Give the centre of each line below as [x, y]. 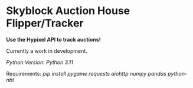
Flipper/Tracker [45, 23]
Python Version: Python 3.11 [40, 62]
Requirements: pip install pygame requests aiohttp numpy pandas [86, 73]
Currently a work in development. [47, 50]
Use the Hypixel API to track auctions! [54, 39]
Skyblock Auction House [68, 11]
